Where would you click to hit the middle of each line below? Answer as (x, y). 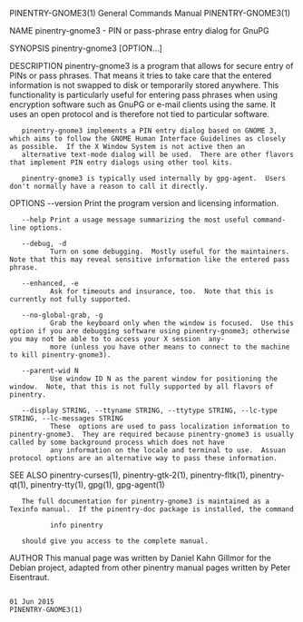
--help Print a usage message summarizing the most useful (135, 220)
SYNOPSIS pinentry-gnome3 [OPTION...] (86, 48)
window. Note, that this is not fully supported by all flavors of (142, 387)
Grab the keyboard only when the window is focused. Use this (172, 323)
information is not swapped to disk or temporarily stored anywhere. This (144, 85)
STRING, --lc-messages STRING (67, 419)
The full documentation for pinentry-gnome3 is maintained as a (146, 501)
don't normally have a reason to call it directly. (109, 186)
